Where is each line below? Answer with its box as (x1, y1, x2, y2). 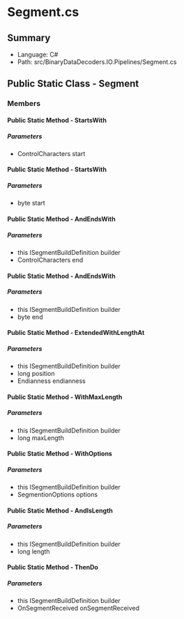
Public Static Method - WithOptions (7, 450, 113, 458)
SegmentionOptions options (17, 490, 98, 499)
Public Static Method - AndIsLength (7, 506, 114, 515)
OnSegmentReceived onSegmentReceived (17, 604, 140, 613)
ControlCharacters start (17, 149, 86, 157)
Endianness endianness (17, 377, 86, 385)
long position (17, 370, 55, 378)
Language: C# (17, 50, 59, 58)
